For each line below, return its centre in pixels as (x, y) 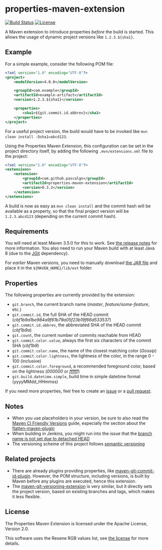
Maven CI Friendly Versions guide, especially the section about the (79, 423)
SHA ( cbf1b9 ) (25, 346)
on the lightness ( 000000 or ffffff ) (46, 371)
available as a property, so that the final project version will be (67, 211)
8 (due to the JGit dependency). (37, 253)
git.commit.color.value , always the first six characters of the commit (81, 340)
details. (12, 543)
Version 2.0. (17, 529)
